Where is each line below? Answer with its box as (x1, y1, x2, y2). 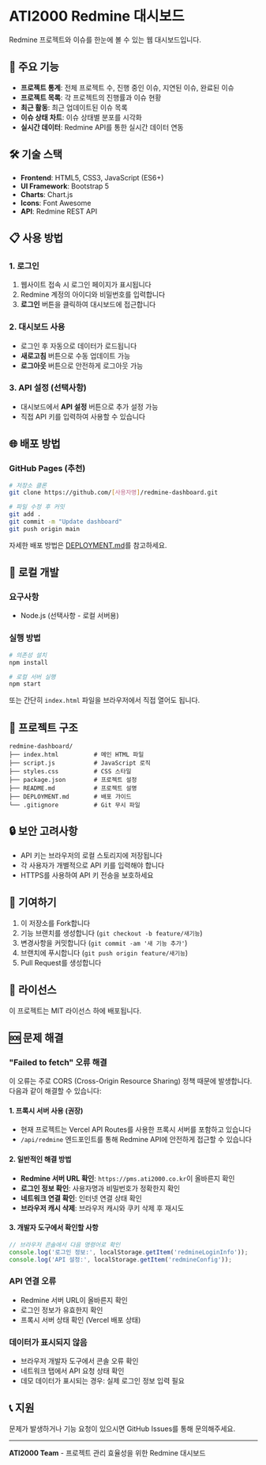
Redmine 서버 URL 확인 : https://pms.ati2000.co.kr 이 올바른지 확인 (20, 1173, 235, 1183)
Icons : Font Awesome (20, 198, 92, 207)
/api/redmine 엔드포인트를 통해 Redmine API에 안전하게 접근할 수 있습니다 (20, 1135, 252, 1144)
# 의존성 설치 (9, 651, 47, 659)
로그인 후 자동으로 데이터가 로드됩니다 (20, 341, 137, 351)
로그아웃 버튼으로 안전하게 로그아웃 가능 (20, 361, 144, 370)
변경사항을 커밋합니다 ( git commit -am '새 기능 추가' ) (20, 938, 188, 947)
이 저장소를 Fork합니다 (20, 918, 90, 928)
